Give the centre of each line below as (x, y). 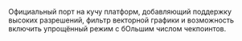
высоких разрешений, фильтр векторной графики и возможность (121, 20)
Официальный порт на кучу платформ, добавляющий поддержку (120, 12)
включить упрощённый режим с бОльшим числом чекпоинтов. (117, 29)
